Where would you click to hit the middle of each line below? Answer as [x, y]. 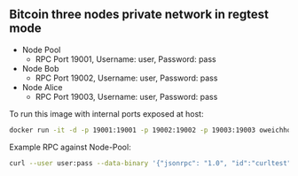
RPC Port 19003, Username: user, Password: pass [126, 96]
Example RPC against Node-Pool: [70, 147]
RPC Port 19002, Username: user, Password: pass [126, 78]
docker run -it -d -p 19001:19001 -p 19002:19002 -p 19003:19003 [132, 130]
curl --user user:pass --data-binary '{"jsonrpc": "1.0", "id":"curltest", [152, 163]
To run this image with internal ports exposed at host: [106, 113]
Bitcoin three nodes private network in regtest [139, 15]
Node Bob [40, 68]
